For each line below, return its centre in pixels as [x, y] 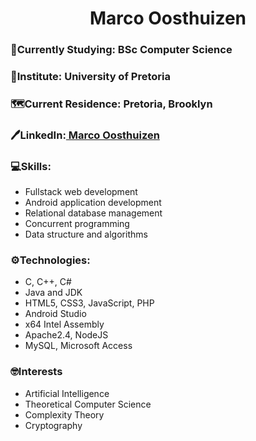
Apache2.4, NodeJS [66, 335]
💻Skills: [31, 166]
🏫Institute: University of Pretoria [90, 77]
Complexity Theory [64, 414]
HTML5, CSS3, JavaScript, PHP [89, 303]
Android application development [93, 203]
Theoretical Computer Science [88, 404]
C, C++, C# [48, 282]
